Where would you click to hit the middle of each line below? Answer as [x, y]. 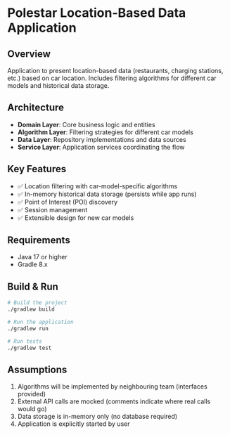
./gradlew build [31, 310]
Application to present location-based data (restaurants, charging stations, [115, 71]
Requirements [39, 240]
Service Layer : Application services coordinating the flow [101, 147]
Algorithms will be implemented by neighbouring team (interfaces [112, 387]
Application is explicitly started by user [74, 424]
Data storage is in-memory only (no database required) [97, 417]
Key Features [37, 169]
